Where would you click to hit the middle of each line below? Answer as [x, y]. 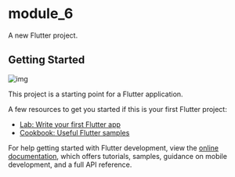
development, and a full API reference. [70, 164]
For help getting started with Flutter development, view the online [114, 148]
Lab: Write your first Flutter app [70, 124]
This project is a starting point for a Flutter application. [96, 94]
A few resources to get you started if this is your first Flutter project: [117, 109]
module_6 [41, 14]
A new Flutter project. [43, 35]
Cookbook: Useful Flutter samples [74, 132]
